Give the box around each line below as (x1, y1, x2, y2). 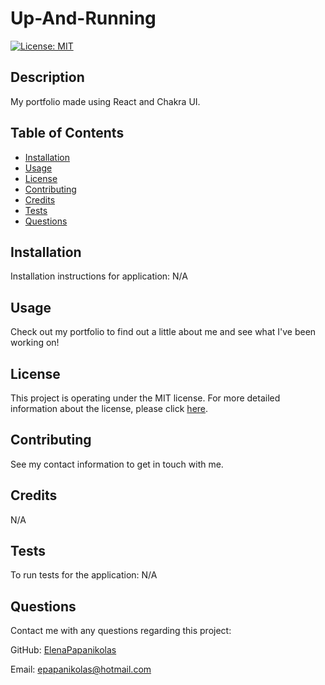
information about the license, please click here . (10, 403, 209, 414)
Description (10, 69, 85, 86)
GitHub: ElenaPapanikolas (10, 644, 117, 656)
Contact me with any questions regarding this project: (10, 625, 232, 637)
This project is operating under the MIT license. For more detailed (10, 392, 281, 404)
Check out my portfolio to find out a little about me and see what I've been (10, 326, 317, 338)
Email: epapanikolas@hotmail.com (10, 663, 152, 676)
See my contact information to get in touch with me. (10, 458, 224, 470)
